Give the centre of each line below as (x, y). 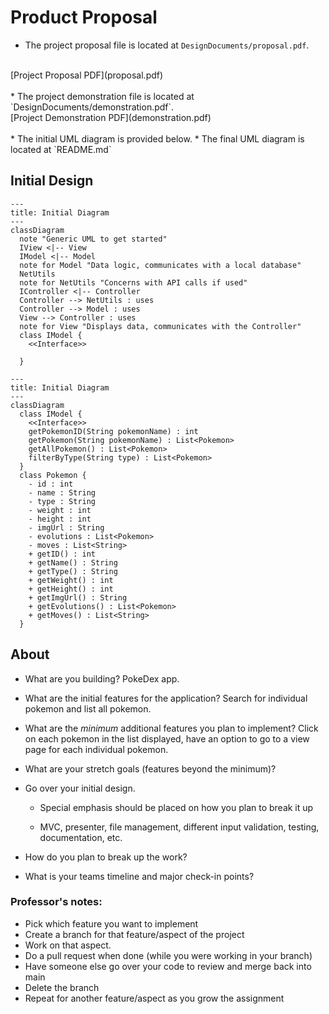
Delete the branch (62, 987)
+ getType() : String (73, 571)
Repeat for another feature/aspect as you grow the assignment (154, 998)
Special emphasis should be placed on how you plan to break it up (176, 807)
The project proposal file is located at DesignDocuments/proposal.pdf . (167, 45)
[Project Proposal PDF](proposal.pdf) (87, 75)
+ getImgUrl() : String (78, 597)
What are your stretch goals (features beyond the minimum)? (150, 768)
